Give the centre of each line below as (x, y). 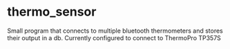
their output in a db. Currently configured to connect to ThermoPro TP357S (114, 37)
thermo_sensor (52, 12)
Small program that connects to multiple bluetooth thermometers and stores (115, 31)
